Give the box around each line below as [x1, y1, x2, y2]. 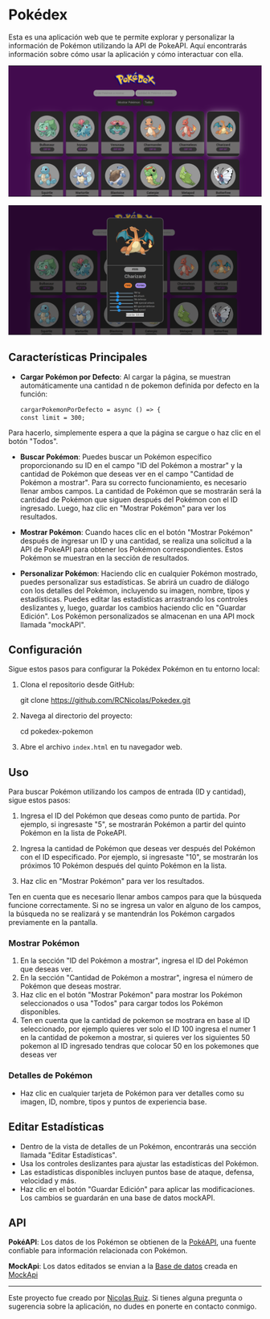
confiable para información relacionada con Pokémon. [8, 1246, 188, 1255]
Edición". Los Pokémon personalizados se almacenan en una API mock [19, 611, 256, 621]
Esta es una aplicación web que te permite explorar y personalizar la [8, 32, 235, 42]
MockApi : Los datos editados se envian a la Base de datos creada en [8, 1261, 239, 1272]
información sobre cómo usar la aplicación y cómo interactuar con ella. [8, 49, 243, 59]
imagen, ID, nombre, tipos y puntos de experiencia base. [19, 1096, 207, 1107]
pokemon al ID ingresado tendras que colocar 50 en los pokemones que [19, 1042, 260, 1051]
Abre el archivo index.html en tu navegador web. [19, 742, 183, 752]
